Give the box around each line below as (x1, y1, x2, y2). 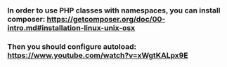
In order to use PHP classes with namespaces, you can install (7, 6, 221, 15)
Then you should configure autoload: (7, 41, 137, 51)
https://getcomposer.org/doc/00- (46, 14, 166, 24)
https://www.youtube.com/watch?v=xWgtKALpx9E (7, 50, 188, 60)
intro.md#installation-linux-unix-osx (7, 23, 136, 33)
